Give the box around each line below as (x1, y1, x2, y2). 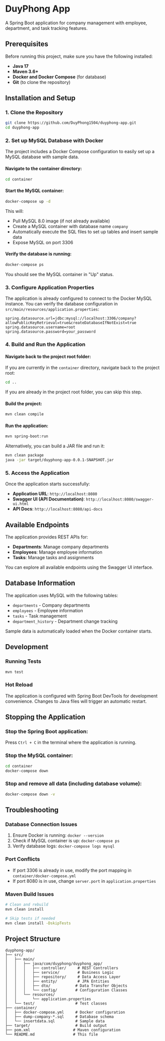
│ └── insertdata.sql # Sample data (5, 1019, 105, 1024)
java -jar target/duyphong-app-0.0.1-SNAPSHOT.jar (5, 458, 114, 463)
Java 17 (12, 63, 29, 69)
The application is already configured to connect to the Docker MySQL (5, 295, 152, 301)
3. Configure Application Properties (5, 284, 94, 291)
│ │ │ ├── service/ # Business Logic (5, 970, 114, 975)
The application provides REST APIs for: (5, 534, 88, 540)
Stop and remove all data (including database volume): (5, 780, 142, 787)
